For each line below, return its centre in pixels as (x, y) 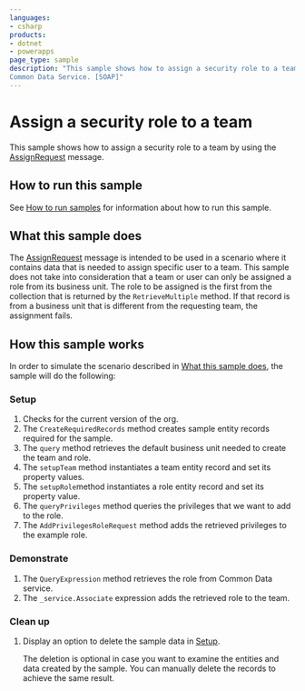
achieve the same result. (69, 678)
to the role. (43, 516)
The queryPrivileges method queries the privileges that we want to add (157, 506)
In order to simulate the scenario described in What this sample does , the (146, 366)
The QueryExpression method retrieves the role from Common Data (148, 578)
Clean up (30, 621)
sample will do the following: (63, 376)
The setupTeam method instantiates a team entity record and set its (147, 467)
